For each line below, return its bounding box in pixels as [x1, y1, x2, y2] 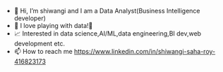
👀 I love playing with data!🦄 [13, 22, 93, 29]
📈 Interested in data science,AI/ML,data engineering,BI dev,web [13, 29, 202, 38]
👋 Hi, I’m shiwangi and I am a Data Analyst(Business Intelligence [13, 7, 200, 15]
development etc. [13, 39, 66, 48]
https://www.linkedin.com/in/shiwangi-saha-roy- [73, 48, 216, 55]
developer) [13, 14, 46, 22]
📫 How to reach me [13, 48, 73, 55]
